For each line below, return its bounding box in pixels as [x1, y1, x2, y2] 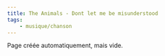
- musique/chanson [19, 23, 72, 29]
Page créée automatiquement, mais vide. [7, 42, 124, 50]
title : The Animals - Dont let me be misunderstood [7, 10, 158, 17]
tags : [7, 16, 23, 23]
